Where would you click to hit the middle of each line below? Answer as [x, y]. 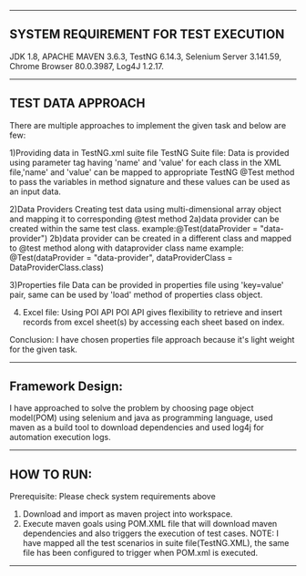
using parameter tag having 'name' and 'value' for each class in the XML [146, 162]
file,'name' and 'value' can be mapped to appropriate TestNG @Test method [152, 172]
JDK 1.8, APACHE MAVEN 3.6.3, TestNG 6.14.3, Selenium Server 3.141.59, [146, 57]
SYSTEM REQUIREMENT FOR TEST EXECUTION [147, 34]
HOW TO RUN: [51, 474]
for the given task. [43, 349]
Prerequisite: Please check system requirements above [112, 497]
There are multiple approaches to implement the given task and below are [148, 125]
